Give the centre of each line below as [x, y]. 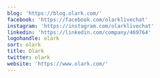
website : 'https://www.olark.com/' [58, 64]
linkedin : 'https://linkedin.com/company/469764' [79, 32]
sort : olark [24, 45]
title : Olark [26, 52]
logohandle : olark [33, 39]
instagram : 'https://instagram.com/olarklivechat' [81, 26]
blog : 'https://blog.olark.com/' [55, 13]
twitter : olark [29, 58]
